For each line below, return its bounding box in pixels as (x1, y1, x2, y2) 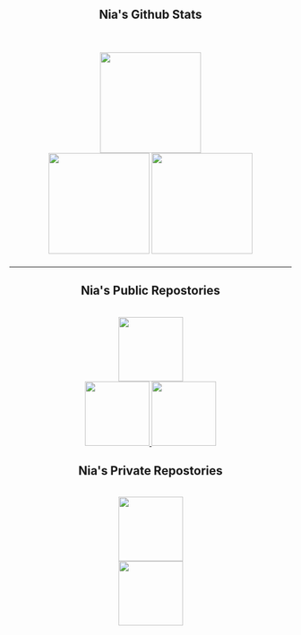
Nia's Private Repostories (78, 463, 223, 478)
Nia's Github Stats (99, 7, 202, 22)
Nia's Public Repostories (80, 283, 221, 298)
